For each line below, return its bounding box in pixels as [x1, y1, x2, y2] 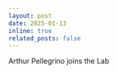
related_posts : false [8, 34, 81, 43]
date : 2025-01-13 [8, 19, 67, 27]
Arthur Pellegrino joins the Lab [8, 56, 110, 66]
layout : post [8, 11, 52, 20]
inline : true [8, 27, 52, 35]
